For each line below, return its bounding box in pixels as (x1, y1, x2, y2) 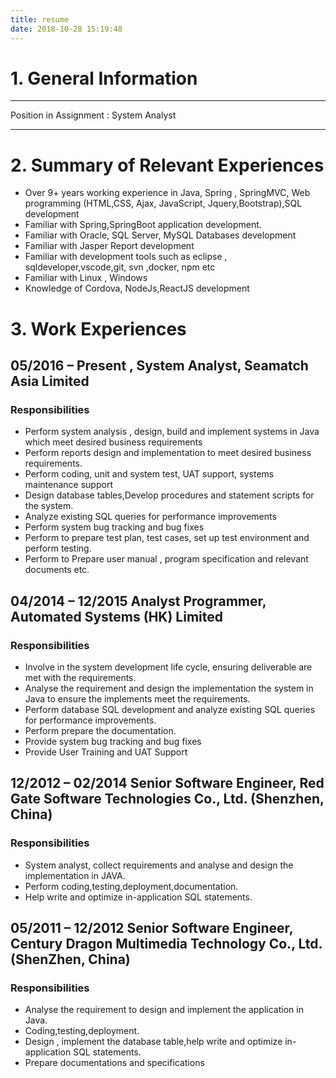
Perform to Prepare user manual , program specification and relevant (24, 553, 309, 565)
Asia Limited (10, 372, 90, 390)
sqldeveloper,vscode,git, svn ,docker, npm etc (24, 261, 216, 273)
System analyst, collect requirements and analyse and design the (24, 859, 294, 871)
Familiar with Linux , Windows (24, 272, 148, 284)
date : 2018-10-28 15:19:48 (10, 24, 123, 34)
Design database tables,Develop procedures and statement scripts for (24, 489, 315, 501)
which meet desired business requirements (24, 436, 203, 448)
